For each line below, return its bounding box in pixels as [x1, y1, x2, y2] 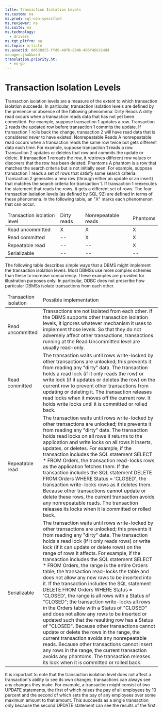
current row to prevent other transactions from [43, 382, 149, 389]
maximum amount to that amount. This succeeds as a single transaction [5, 697, 149, 703]
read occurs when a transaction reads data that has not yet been [5, 114, 135, 119]
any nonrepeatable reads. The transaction [43, 499, 138, 506]
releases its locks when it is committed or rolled [43, 506, 151, 513]
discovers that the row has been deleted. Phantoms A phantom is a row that [5, 160, 157, 166]
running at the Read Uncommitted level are [43, 338, 140, 345]
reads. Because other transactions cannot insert [43, 641, 153, 648]
